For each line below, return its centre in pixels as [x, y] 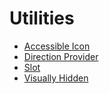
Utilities [42, 18]
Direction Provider [61, 56]
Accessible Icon [57, 46]
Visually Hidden [56, 78]
